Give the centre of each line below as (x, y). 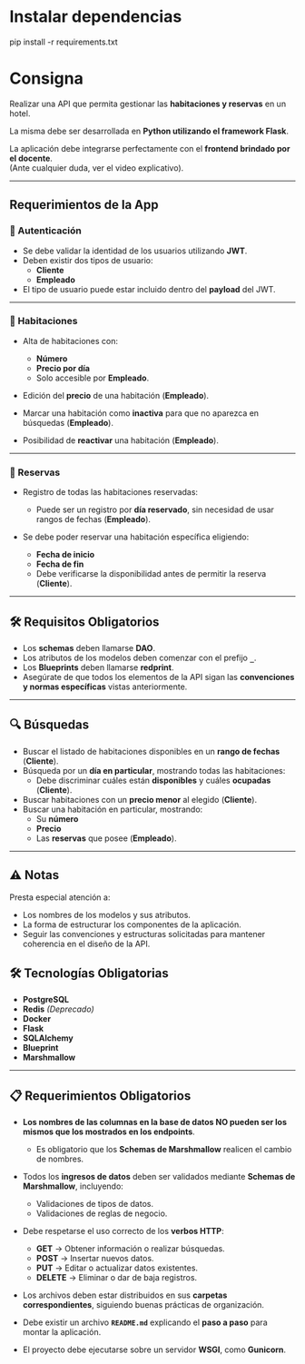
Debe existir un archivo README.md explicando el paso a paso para (145, 1322)
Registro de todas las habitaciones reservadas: (110, 492)
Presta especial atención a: (60, 897)
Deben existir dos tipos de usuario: (88, 260)
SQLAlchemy (48, 1038)
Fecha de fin (60, 564)
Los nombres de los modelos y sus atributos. (106, 914)
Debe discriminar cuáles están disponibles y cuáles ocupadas (153, 780)
